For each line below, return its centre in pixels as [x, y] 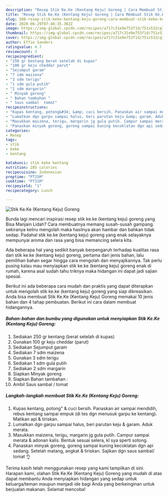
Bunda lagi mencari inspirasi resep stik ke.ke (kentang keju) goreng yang [80, 219]
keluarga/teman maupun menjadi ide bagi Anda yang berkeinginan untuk [80, 484]
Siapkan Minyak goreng [37, 374]
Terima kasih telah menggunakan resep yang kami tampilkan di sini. [75, 468]
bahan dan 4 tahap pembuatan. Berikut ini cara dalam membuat [71, 302]
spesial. [14, 276]
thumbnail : [17, 33]
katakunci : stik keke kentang [37, 163]
